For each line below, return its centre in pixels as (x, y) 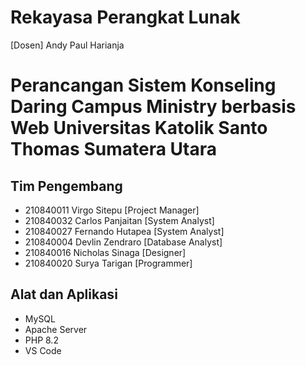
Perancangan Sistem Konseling (143, 85)
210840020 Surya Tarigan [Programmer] (108, 263)
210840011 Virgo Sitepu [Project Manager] (112, 210)
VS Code (43, 350)
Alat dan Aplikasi (64, 294)
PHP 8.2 (41, 340)
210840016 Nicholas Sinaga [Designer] (105, 252)
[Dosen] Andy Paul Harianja (67, 45)
